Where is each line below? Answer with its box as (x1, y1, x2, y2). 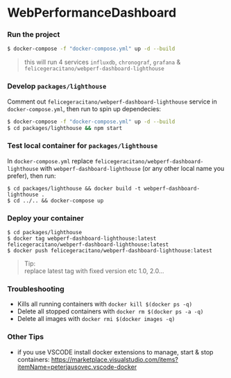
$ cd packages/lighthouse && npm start (7, 124, 123, 131)
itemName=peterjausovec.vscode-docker (17, 363, 137, 371)
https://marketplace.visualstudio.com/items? (51, 355, 179, 363)
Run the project (7, 30, 60, 40)
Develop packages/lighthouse (7, 81, 107, 91)
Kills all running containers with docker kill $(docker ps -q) (17, 300, 193, 309)
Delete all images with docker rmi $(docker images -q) (17, 315, 176, 323)
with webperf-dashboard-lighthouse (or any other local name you (40, 164, 225, 172)
